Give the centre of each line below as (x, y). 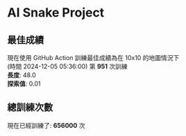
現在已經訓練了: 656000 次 (46, 125)
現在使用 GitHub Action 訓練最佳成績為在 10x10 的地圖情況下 (93, 58)
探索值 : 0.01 (24, 84)
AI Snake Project (56, 13)
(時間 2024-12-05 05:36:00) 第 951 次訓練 (67, 66)
